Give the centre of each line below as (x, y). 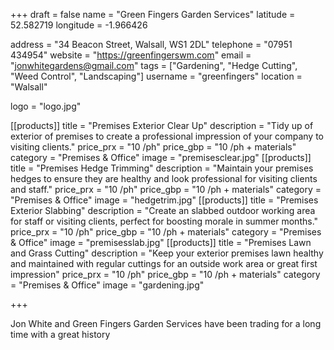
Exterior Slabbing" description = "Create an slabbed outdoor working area (163, 210)
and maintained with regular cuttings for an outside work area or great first (164, 263)
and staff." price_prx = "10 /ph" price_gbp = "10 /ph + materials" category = (166, 189)
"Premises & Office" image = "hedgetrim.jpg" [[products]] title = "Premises (164, 200)
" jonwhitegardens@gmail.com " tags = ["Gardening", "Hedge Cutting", (154, 65)
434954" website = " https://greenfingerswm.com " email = (131, 55)
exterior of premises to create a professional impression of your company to (167, 136)
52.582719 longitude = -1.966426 (79, 25)
